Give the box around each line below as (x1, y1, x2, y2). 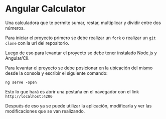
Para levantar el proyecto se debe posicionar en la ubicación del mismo (5, 65, 153, 71)
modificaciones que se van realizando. (5, 108, 85, 114)
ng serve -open (5, 80, 37, 85)
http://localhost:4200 (5, 94, 53, 99)
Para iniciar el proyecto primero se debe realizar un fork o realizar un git (5, 35, 156, 41)
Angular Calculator (5, 3, 86, 15)
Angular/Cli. (5, 55, 30, 61)
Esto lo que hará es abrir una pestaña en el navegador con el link (5, 88, 139, 94)
